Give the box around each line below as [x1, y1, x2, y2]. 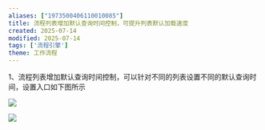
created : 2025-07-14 [8, 26, 78, 35]
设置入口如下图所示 [22, 82, 86, 91]
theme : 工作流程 [8, 49, 58, 57]
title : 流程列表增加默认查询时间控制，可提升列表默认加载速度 [8, 19, 189, 27]
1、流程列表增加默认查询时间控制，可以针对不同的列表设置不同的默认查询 [8, 72, 250, 81]
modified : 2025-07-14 [8, 34, 81, 43]
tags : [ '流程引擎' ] [8, 42, 69, 50]
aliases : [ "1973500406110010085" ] [8, 11, 124, 20]
